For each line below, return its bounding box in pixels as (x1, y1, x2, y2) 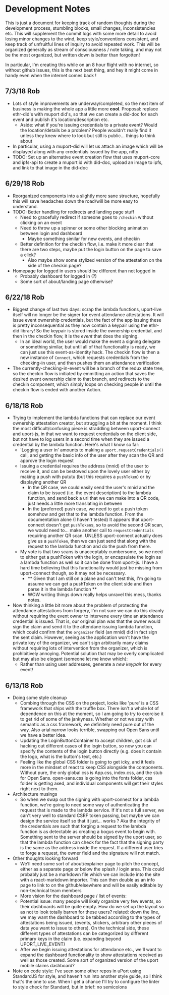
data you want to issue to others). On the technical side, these (20, 925, 149, 931)
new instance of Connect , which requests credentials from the (20, 355, 148, 361)
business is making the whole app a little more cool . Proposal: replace (12, 105, 158, 111)
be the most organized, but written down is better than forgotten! (5, 51, 140, 58)
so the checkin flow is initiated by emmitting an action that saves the (12, 371, 155, 377)
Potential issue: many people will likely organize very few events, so (20, 898, 161, 904)
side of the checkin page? (27, 262, 82, 268)
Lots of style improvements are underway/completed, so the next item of (12, 100, 164, 106)
